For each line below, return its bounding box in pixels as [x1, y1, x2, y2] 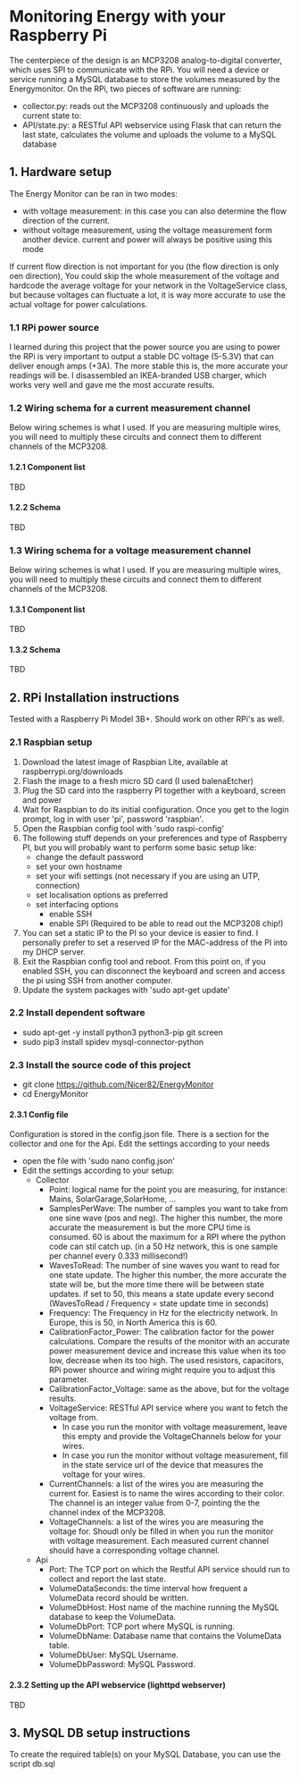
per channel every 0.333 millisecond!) [48, 1251, 189, 1261]
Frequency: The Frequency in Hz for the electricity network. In [48, 1308, 278, 1319]
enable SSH [48, 908, 93, 919]
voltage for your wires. [62, 1469, 145, 1480]
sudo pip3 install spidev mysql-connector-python [21, 1036, 204, 1047]
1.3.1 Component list [9, 603, 86, 614]
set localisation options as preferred [35, 889, 169, 900]
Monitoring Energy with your [9, 6, 226, 27]
